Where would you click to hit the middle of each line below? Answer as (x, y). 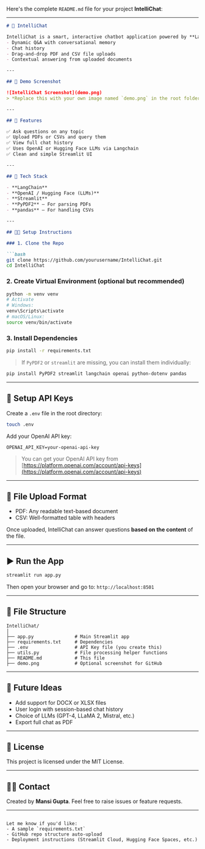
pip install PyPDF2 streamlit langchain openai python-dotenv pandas (97, 373)
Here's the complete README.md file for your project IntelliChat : (85, 9)
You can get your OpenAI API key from (70, 459)
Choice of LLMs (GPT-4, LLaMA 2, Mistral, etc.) (75, 716)
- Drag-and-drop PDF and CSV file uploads (61, 54)
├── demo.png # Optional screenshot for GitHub (85, 663)
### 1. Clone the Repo (35, 243)
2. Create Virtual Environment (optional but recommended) (95, 281)
